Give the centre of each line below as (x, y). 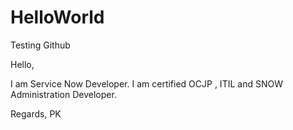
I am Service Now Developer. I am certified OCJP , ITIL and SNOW (146, 83)
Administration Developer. (63, 94)
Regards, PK (36, 113)
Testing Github (40, 45)
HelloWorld (57, 17)
